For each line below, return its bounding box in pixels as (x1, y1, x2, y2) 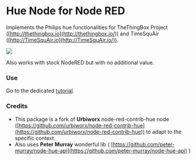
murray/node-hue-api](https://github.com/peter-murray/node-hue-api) (14, 147, 188, 154)
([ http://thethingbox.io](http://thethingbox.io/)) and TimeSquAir (6, 30, 159, 37)
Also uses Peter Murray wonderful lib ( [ (14, 140, 113, 148)
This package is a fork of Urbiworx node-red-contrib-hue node (14, 116, 169, 123)
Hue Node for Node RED (6, 4, 125, 18)
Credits (6, 102, 28, 110)
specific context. (14, 135, 56, 142)
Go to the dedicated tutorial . (6, 87, 75, 94)
